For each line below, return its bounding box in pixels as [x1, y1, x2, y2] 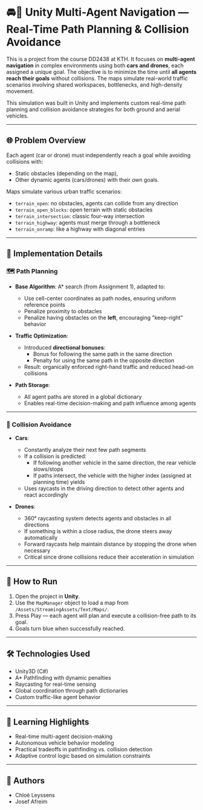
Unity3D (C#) [14, 668, 48, 675]
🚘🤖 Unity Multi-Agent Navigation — [6, 5, 189, 19]
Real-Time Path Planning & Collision [6, 22, 189, 36]
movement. [6, 87, 34, 95]
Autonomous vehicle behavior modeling [14, 739, 114, 746]
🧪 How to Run [6, 577, 58, 587]
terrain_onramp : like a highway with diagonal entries [14, 225, 145, 233]
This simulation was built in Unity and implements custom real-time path [6, 99, 186, 107]
